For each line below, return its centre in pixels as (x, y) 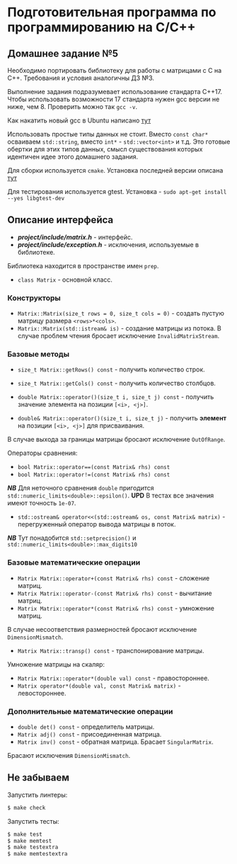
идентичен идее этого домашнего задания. (73, 157)
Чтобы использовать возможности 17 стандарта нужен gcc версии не (114, 99)
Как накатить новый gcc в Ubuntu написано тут (79, 120)
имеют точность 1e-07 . (42, 503)
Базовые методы (38, 355)
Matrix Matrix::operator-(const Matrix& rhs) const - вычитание (115, 593)
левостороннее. (42, 693)
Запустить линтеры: (37, 795)
